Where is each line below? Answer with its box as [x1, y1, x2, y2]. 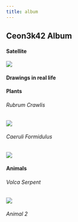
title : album [6, 8, 38, 15]
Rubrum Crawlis [6, 101, 45, 108]
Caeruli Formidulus [6, 133, 53, 140]
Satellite [6, 47, 27, 54]
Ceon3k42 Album [6, 31, 73, 41]
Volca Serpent [6, 178, 41, 186]
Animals [6, 165, 27, 172]
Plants [6, 88, 22, 95]
